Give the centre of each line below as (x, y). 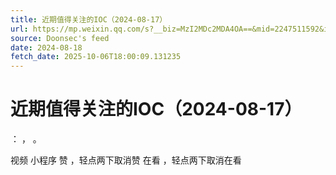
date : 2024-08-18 (46, 47)
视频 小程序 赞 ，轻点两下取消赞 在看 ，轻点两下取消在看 (126, 160)
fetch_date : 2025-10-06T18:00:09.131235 (96, 57)
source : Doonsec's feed (60, 38)
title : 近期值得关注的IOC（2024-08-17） (89, 19)
